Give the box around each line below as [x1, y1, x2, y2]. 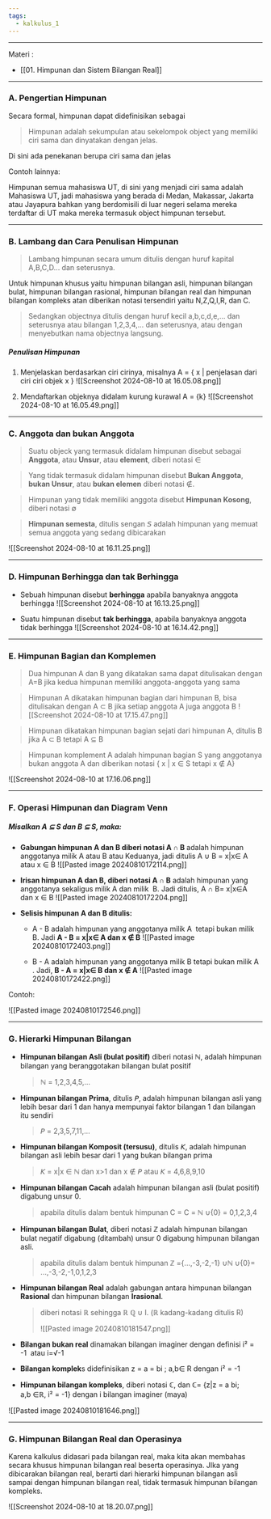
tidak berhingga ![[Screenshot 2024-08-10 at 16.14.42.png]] [19, 622, 219, 632]
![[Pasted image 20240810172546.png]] [8, 1005, 141, 1015]
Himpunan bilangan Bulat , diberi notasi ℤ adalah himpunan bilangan [19, 1225, 248, 1234]
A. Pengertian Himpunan [8, 92, 107, 104]
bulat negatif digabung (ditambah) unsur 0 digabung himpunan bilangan [19, 1233, 260, 1243]
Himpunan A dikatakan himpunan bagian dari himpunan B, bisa [27, 692, 237, 702]
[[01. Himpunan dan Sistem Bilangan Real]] [19, 65, 163, 74]
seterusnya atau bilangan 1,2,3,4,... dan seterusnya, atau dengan [27, 320, 243, 330]
